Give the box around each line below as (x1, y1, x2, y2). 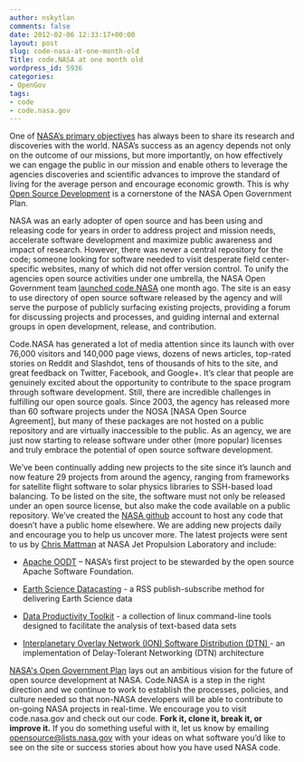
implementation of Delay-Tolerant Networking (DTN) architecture (22, 648, 264, 659)
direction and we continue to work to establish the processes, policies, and (9, 684, 290, 695)
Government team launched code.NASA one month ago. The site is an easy (9, 282, 291, 294)
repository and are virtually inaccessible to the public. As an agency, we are (9, 425, 291, 436)
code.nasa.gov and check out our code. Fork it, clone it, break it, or (9, 713, 262, 724)
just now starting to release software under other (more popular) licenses (9, 435, 282, 446)
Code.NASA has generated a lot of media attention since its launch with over (9, 338, 295, 349)
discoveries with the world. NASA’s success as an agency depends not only (9, 140, 291, 151)
